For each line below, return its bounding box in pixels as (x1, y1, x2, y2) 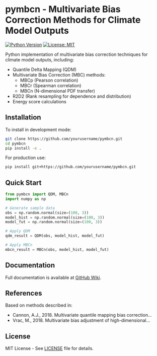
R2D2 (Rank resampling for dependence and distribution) (12, 93, 131, 99)
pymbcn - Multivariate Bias (5, 4, 121, 15)
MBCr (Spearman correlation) (20, 82, 82, 89)
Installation (5, 113, 41, 122)
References (5, 289, 42, 298)
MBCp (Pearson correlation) (20, 77, 78, 83)
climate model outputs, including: (5, 56, 74, 62)
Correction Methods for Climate (5, 14, 141, 26)
